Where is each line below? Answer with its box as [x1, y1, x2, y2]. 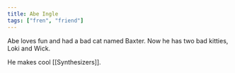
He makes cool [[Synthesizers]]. [7, 57, 101, 66]
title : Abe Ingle [7, 10, 59, 18]
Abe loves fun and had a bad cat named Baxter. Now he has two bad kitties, [7, 36, 229, 45]
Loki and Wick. [7, 44, 51, 52]
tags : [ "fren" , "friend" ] [7, 17, 84, 24]
